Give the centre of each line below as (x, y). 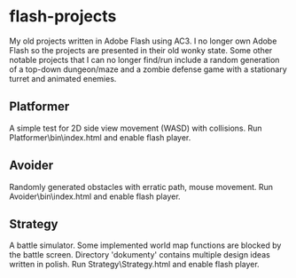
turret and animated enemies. (63, 78)
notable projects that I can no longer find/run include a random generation (144, 60)
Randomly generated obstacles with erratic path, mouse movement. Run (141, 187)
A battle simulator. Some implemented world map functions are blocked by (145, 245)
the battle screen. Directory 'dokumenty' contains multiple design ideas (140, 255)
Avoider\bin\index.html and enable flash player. (95, 196)
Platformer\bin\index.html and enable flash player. (100, 137)
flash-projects (63, 16)
